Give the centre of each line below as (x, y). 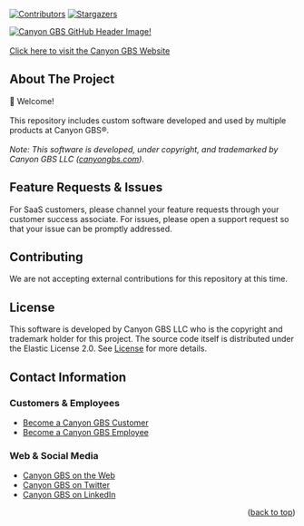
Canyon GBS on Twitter (66, 485)
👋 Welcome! (32, 101)
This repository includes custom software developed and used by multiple (148, 120)
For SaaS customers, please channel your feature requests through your (144, 209)
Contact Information (68, 377)
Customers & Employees (65, 403)
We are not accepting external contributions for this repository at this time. (149, 279)
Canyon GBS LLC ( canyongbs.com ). (77, 159)
